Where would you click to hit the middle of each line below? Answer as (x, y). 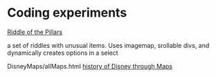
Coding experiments (67, 13)
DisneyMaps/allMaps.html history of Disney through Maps (90, 66)
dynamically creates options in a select (63, 53)
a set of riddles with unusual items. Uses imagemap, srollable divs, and (108, 45)
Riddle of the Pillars (35, 32)
